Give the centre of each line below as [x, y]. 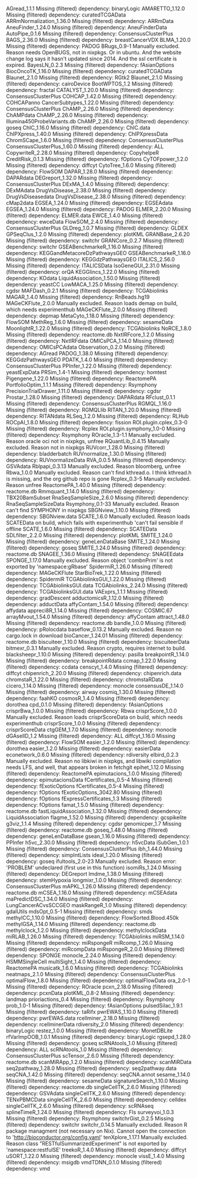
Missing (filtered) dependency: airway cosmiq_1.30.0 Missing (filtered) [91, 692]
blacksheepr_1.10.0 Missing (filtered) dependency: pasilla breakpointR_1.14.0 [98, 654]
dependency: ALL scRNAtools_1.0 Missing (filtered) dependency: [84, 1049]
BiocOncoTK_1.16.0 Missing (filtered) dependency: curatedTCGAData [89, 71]
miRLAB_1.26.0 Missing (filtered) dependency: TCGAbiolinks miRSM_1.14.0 [95, 937]
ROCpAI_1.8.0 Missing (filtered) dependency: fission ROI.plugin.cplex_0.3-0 [97, 422]
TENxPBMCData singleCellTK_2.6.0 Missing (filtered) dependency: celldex [96, 1100]
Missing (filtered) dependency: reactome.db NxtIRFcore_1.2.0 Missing [90, 335]
